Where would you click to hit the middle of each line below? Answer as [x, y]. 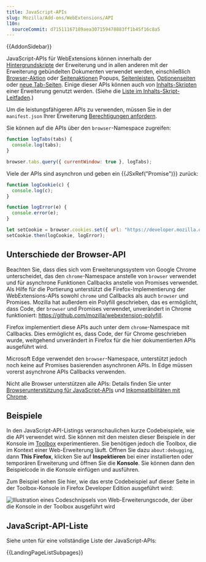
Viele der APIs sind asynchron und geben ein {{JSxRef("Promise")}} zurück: [102, 173]
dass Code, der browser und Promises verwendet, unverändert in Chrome [99, 308]
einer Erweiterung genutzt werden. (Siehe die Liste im [74, 91]
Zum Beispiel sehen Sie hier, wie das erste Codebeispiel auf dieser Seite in [101, 482]
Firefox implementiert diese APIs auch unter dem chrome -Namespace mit [98, 327]
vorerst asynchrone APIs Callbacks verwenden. [66, 372]
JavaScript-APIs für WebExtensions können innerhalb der [79, 58]
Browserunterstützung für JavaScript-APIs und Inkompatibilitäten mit [93, 390]
